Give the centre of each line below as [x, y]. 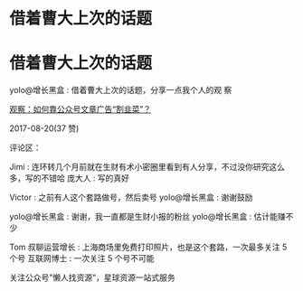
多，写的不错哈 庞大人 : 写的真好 [69, 178]
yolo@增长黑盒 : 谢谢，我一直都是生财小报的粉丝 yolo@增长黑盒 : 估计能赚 [148, 217]
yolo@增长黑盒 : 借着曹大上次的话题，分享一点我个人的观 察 [121, 90]
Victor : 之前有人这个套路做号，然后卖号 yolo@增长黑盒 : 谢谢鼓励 [131, 197]
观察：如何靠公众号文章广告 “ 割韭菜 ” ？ [80, 109]
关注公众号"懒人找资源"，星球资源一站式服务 [93, 277]
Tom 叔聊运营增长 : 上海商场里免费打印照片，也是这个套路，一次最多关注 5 [148, 247]
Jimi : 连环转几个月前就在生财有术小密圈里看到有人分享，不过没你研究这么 [147, 167]
